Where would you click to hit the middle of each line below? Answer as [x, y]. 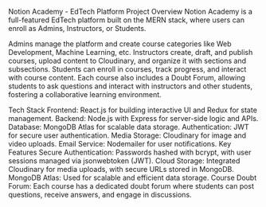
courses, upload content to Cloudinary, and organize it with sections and [127, 61]
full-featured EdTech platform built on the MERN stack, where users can [127, 20]
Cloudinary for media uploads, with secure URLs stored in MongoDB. [121, 169]
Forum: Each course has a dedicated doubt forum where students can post [131, 186]
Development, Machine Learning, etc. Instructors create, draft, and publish [131, 52]
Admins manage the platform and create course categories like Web [120, 44]
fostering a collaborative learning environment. [85, 94]
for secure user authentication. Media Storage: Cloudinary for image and [127, 135]
